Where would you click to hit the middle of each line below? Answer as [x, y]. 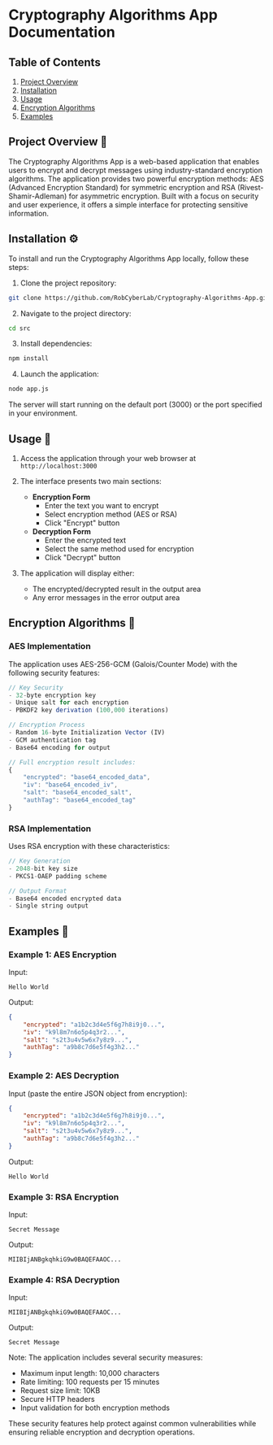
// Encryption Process [47, 725]
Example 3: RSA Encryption [64, 1197]
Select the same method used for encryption [119, 548]
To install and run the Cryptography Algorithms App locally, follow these [129, 259]
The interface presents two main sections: [91, 481]
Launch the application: [59, 374]
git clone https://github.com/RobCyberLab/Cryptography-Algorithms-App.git [139, 298]
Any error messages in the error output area [106, 597]
